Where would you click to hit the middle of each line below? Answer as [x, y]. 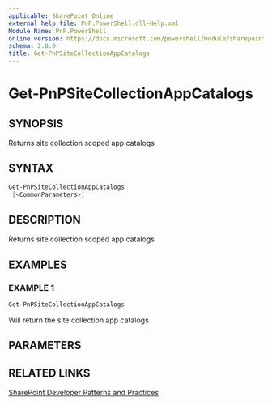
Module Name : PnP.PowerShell [57, 31]
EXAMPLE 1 [32, 288]
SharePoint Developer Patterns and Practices [84, 393]
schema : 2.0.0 [32, 46]
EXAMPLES [38, 264]
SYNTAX [31, 168]
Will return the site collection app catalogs [79, 320]
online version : [36, 38]
